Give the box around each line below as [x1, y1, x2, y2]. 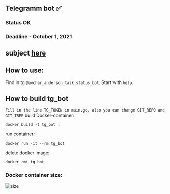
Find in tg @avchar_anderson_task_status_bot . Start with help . [5, 79, 133, 86]
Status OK [5, 19, 31, 26]
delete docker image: [5, 150, 50, 156]
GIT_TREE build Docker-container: [5, 112, 75, 119]
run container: [5, 131, 35, 137]
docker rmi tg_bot [5, 160, 44, 165]
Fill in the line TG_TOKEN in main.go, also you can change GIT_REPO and [5, 108, 165, 113]
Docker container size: [5, 172, 63, 179]
